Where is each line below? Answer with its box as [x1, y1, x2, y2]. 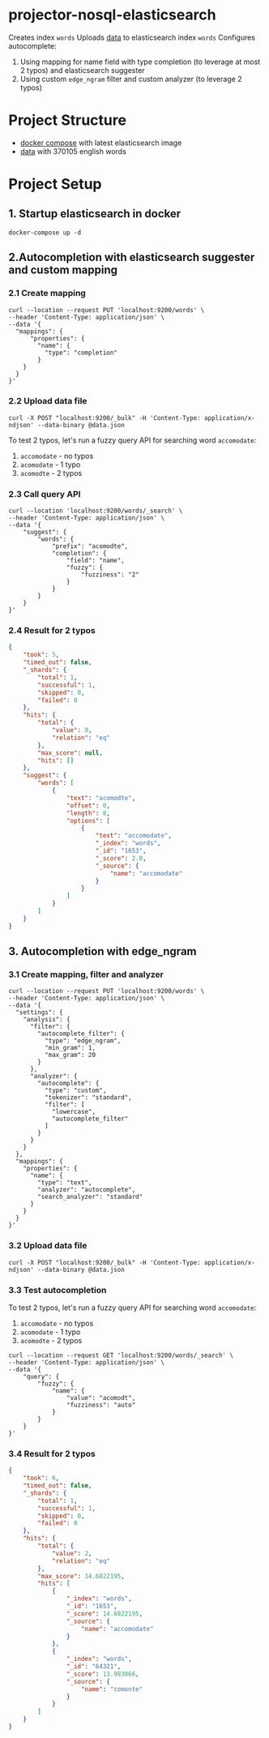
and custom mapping [8, 263, 118, 277]
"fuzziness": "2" [80, 571, 139, 579]
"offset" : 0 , [66, 801, 111, 810]
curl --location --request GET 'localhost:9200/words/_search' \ [8, 1351, 233, 1359]
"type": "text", [37, 1179, 92, 1187]
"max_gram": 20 [44, 1051, 96, 1059]
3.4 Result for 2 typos [8, 1448, 96, 1459]
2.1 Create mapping [8, 288, 87, 299]
